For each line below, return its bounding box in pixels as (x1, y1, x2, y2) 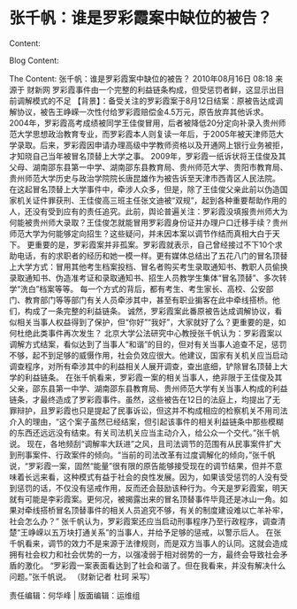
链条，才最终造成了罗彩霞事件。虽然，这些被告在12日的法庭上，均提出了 (9, 394, 273, 405)
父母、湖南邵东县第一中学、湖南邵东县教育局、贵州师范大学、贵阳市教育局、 (9, 161, 288, 173)
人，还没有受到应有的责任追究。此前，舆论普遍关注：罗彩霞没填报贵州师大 (9, 205, 280, 217)
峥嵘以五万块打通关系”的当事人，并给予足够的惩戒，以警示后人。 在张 (27, 527, 282, 537)
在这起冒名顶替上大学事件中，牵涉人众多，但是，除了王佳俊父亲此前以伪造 (9, 183, 280, 195)
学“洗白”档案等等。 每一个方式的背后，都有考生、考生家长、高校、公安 (9, 283, 267, 294)
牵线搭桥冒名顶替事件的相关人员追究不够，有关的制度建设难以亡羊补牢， (24, 505, 288, 515)
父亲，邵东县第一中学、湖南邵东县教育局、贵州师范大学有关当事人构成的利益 (9, 382, 288, 394)
